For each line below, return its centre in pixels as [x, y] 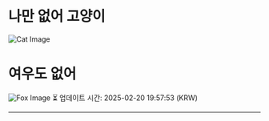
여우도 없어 [42, 74]
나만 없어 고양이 [57, 16]
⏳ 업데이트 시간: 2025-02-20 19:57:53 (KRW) [125, 98]
